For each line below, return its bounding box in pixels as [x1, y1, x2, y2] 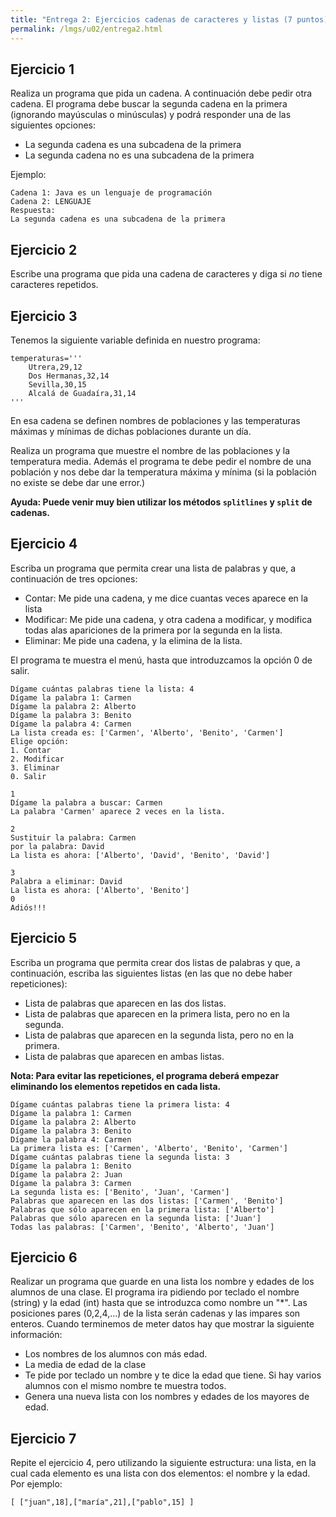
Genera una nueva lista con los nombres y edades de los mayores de [24, 1391, 310, 1403]
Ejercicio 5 [10, 930, 78, 947]
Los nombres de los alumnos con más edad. [24, 1348, 208, 1360]
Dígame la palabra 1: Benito [10, 1161, 132, 1171]
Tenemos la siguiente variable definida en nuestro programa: [10, 334, 261, 346]
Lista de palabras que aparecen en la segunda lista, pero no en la [24, 1029, 295, 1041]
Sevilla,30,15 [28, 379, 87, 390]
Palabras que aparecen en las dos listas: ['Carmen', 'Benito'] [10, 1196, 284, 1206]
